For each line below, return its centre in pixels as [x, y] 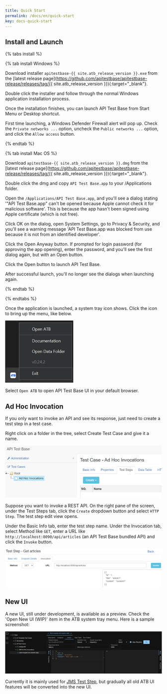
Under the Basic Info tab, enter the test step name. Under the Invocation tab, [83, 526]
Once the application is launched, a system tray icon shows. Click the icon [81, 308]
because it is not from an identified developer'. [53, 234]
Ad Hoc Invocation [34, 406]
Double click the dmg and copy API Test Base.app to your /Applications [78, 183]
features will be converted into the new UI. [48, 687]
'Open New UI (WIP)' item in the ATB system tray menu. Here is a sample [80, 619]
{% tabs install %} [24, 54]
